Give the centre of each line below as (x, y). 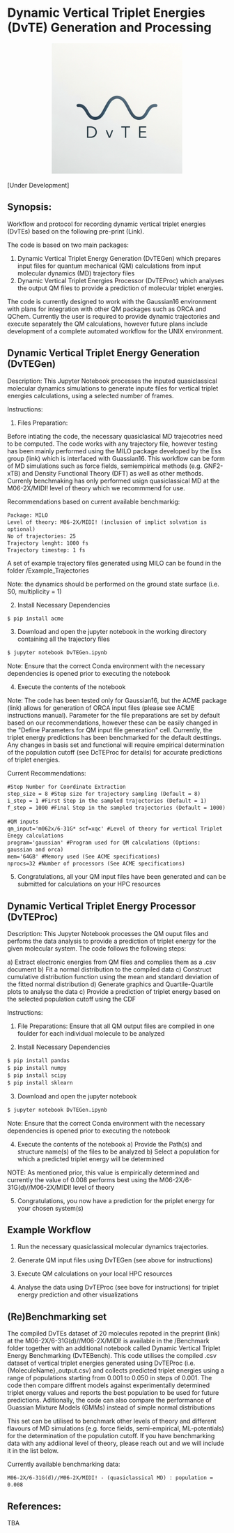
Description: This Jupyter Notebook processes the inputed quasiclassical (112, 381)
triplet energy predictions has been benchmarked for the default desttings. (114, 738)
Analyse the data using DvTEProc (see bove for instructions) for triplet (118, 1287)
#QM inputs (23, 822)
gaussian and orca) (36, 850)
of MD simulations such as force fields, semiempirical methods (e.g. (105, 466)
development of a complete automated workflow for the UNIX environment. (115, 331)
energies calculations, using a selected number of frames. (91, 395)
